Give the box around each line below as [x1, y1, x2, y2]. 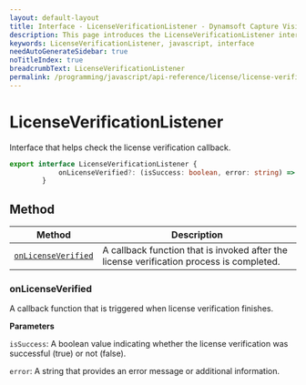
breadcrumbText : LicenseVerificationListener [9, 65, 185, 74]
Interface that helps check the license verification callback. [9, 142, 231, 153]
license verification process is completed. [102, 256, 280, 268]
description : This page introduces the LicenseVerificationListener [9, 30, 275, 39]
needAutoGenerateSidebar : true [9, 47, 128, 56]
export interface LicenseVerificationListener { [9, 159, 198, 168]
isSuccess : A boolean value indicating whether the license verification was [9, 339, 289, 350]
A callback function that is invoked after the [102, 244, 289, 257]
